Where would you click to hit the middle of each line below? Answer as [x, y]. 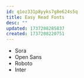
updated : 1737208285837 [35, 28]
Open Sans [28, 57]
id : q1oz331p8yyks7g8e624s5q [42, 12]
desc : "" [17, 23]
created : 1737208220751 [35, 34]
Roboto [23, 64]
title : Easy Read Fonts [35, 17]
